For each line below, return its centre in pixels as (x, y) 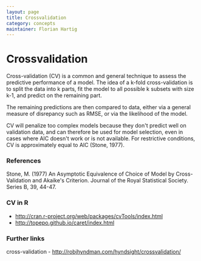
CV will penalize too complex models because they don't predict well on (96, 126)
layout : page (23, 12)
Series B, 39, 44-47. (31, 187)
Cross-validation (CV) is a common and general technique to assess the (96, 76)
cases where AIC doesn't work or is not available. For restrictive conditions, (101, 138)
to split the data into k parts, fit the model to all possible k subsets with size (100, 89)
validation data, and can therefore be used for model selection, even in (95, 132)
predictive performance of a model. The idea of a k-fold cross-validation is (100, 82)
